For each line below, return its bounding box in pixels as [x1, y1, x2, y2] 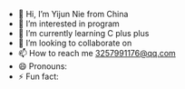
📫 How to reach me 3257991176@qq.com [17, 48, 177, 58]
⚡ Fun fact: [17, 71, 59, 82]
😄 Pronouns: [17, 61, 68, 72]
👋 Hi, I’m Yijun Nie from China [17, 9, 129, 19]
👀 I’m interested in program [17, 18, 120, 29]
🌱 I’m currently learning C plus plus [17, 28, 150, 38]
